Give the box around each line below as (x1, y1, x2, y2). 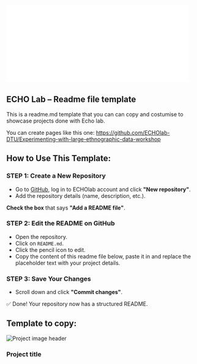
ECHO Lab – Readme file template (6, 94, 136, 105)
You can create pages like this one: (6, 129, 95, 136)
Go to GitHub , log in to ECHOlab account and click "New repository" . (15, 186, 191, 193)
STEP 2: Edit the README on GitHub (6, 219, 115, 228)
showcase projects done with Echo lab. (6, 117, 105, 124)
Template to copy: (6, 318, 77, 329)
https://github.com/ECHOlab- (95, 129, 170, 136)
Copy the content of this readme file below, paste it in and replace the (15, 252, 191, 260)
